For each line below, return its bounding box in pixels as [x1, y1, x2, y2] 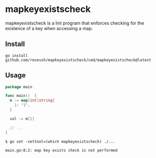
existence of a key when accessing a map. [5, 25, 93, 31]
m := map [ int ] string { [10, 98, 55, 103]
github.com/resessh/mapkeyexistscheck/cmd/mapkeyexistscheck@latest [5, 57, 151, 62]
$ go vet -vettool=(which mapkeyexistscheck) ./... [5, 139, 115, 144]
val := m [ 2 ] [10, 116, 35, 121]
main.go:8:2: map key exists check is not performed [5, 147, 118, 153]
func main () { [5, 93, 37, 98]
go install [5, 53, 28, 58]
